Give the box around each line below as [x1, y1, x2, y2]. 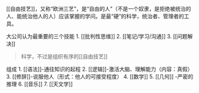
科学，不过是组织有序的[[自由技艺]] [20, 53, 108, 60]
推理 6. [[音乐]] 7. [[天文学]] [6, 80, 73, 88]
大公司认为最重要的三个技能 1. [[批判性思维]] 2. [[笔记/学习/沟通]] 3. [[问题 [6, 33, 188, 40]
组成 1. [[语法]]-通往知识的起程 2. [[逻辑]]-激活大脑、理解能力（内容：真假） [6, 66, 193, 73]
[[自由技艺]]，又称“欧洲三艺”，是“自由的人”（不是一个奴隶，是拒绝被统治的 [6, 5, 192, 12]
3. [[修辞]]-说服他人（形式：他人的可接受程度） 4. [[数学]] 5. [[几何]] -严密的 [6, 73, 194, 80]
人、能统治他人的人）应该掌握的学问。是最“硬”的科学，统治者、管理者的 [6, 13, 185, 20]
